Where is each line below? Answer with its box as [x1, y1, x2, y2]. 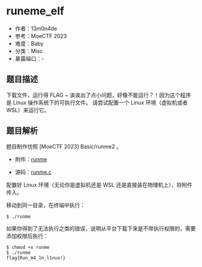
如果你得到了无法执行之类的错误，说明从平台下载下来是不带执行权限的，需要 [6, 224, 196, 232]
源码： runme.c [14, 168, 52, 176]
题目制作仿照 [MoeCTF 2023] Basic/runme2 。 [6, 143, 122, 150]
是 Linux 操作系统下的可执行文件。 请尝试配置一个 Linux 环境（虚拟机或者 [6, 99, 188, 106]
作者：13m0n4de [14, 25, 58, 32]
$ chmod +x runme [6, 244, 50, 250]
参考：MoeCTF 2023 [14, 32, 67, 40]
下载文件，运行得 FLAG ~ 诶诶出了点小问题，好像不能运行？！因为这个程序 [6, 91, 191, 99]
